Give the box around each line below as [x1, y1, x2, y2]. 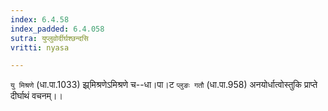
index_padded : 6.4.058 [10, 24, 105, 34]
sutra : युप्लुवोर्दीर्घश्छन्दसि [10, 33, 89, 43]
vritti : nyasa [10, 42, 70, 53]
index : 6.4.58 [10, 14, 70, 25]
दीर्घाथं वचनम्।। [10, 90, 63, 102]
